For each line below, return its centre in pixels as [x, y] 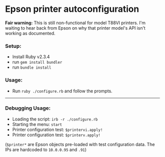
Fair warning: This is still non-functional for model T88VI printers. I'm [75, 23]
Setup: [13, 46]
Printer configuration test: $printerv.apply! [56, 135]
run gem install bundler [37, 62]
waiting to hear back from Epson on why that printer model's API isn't [75, 28]
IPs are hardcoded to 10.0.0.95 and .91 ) [46, 150]
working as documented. [30, 33]
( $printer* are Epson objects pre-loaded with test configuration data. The [80, 144]
